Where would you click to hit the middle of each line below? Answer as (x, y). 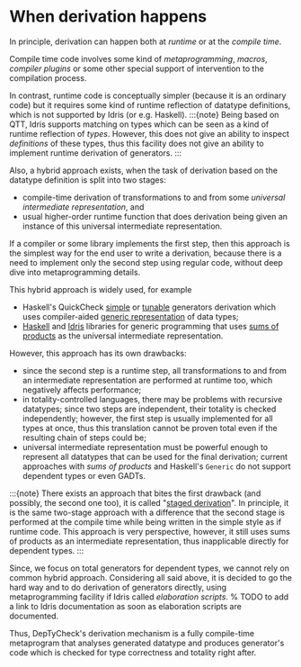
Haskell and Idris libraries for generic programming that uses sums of (150, 326)
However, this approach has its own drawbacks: (98, 353)
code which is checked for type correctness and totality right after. (133, 652)
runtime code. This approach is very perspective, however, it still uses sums (150, 531)
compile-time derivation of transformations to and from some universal (154, 197)
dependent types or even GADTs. (84, 475)
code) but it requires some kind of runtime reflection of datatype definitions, (150, 104)
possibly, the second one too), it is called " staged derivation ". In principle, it (149, 502)
